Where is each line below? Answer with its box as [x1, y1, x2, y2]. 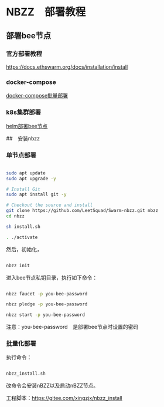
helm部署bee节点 [6, 123, 48, 130]
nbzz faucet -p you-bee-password [6, 291, 88, 297]
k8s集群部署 [6, 108, 41, 116]
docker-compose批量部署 [6, 92, 69, 99]
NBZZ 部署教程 [6, 5, 86, 19]
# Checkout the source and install [6, 202, 93, 208]
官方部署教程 [6, 49, 43, 58]
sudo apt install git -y [6, 191, 67, 197]
